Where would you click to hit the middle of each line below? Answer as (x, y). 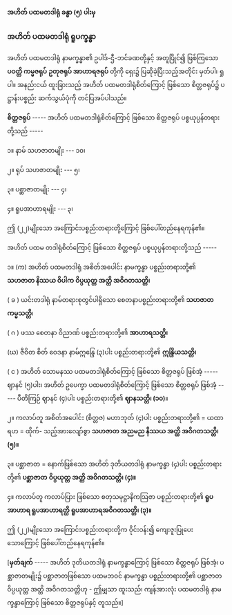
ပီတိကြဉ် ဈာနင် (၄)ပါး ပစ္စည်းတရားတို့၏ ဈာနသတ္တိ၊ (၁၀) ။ (93, 398)
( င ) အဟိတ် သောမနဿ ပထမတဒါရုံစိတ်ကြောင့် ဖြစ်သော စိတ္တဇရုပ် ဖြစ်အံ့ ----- (113, 372)
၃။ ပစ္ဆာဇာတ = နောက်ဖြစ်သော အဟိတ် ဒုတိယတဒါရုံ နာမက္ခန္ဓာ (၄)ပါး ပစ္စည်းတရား (115, 464)
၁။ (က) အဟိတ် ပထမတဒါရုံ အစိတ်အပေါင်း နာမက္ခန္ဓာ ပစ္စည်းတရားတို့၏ (101, 267)
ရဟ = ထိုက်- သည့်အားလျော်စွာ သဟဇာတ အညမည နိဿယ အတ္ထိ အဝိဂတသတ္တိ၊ (113, 431)
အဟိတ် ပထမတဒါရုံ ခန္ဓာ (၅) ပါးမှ (51, 12)
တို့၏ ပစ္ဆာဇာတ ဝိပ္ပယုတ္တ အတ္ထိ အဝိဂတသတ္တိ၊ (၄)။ (71, 477)
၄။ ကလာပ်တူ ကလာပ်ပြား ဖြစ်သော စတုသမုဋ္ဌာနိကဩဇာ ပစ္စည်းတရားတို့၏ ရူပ (110, 497)
